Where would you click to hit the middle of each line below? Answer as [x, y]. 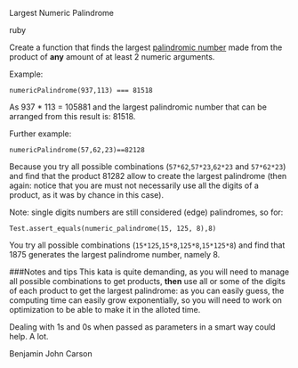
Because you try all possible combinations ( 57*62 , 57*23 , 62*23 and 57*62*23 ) [148, 167]
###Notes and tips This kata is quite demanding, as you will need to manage [149, 272]
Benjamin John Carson [51, 354]
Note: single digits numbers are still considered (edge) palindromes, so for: [146, 212]
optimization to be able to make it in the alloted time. [105, 310]
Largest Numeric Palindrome [61, 13]
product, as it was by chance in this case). [87, 195]
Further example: [40, 134]
